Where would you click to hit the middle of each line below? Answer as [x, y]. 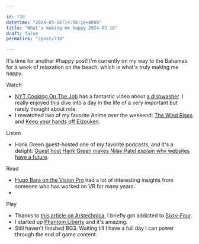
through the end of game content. [56, 235]
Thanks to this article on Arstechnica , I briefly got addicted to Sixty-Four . [103, 216]
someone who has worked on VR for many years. [75, 187]
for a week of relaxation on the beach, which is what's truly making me [92, 67]
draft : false [22, 33]
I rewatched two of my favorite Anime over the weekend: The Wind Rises [104, 115]
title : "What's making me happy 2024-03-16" [62, 28]
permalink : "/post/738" [36, 39]
